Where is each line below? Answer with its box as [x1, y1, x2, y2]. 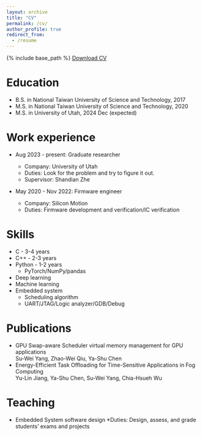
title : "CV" [6, 15, 37, 21]
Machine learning [15, 280, 59, 288]
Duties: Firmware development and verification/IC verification [24, 206, 180, 213]
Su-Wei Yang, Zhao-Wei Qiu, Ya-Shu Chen [15, 354, 122, 362]
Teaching [6, 396, 55, 410]
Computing [15, 367, 44, 375]
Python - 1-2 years [15, 261, 62, 268]
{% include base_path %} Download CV [6, 55, 107, 61]
